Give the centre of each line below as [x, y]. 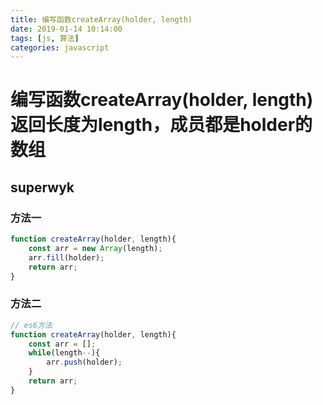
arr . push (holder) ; [84, 362]
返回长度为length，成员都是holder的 [161, 125]
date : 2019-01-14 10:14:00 [66, 29]
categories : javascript [60, 47]
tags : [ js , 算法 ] [45, 38]
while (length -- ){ [64, 353]
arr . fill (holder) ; [66, 257]
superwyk [42, 187]
